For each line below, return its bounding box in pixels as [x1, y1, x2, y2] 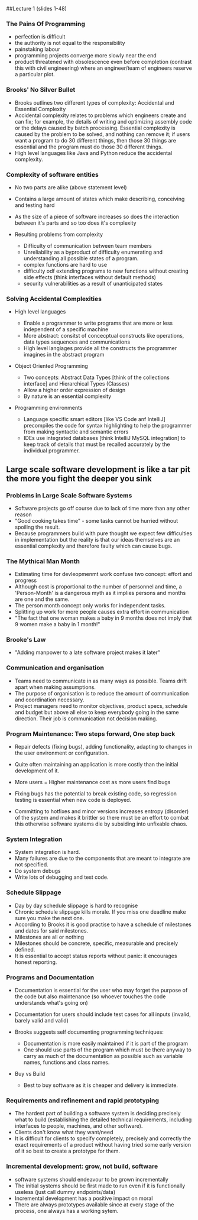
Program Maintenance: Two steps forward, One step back [6, 730, 176, 738]
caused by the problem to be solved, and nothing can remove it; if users [14, 130, 190, 138]
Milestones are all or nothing [14, 933, 85, 940]
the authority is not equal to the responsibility [14, 40, 125, 47]
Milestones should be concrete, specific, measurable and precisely [14, 940, 178, 947]
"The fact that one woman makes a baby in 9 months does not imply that [14, 614, 192, 622]
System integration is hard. [14, 849, 80, 856]
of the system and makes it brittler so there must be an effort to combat [14, 814, 189, 821]
